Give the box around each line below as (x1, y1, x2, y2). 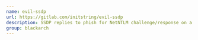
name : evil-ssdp (6, 8, 46, 15)
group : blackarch (6, 25, 49, 31)
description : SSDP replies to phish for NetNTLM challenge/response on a (6, 19, 193, 25)
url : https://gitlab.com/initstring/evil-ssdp (6, 14, 123, 20)
